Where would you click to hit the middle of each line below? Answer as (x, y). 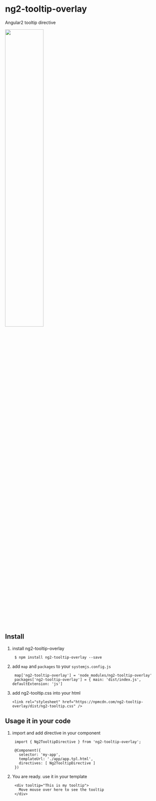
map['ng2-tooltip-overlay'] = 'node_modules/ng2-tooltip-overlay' (83, 675)
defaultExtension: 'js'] (37, 684)
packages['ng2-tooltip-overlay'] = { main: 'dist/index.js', (78, 680)
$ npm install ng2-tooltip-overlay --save (58, 657)
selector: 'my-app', (40, 755)
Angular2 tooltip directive (30, 22)
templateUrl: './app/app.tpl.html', (56, 759)
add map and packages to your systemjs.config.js (61, 666)
